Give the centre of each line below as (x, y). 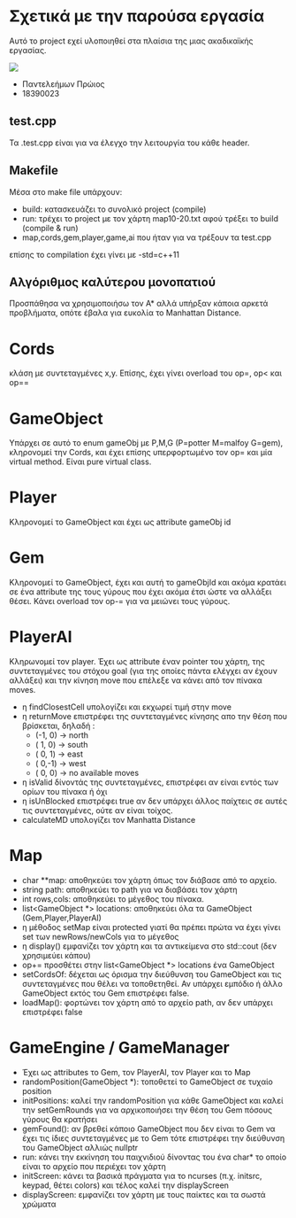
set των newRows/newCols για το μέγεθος (100, 937)
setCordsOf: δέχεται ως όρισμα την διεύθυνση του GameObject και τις (152, 974)
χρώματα (39, 1204)
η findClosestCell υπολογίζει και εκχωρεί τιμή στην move (127, 707)
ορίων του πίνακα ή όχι (65, 792)
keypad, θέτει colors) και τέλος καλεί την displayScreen (125, 1185)
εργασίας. (28, 50)
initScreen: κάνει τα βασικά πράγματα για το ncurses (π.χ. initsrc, (142, 1175)
